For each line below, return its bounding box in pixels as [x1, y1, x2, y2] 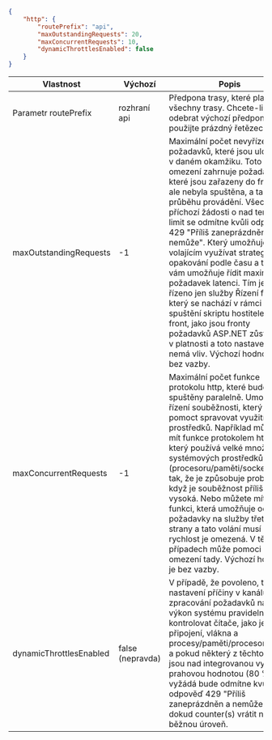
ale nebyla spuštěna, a [168, 186, 254, 198]
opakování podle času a [168, 257, 259, 268]
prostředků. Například [168, 422, 252, 433]
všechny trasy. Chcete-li [168, 102, 264, 113]
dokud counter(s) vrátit [168, 708, 257, 720]
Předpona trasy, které [168, 92, 251, 103]
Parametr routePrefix [12, 108, 92, 118]
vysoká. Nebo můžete [168, 493, 253, 504]
